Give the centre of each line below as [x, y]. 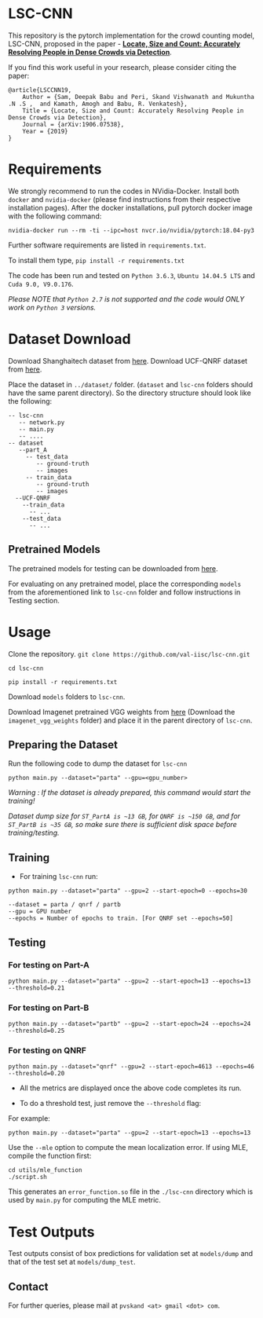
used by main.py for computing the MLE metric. [84, 1200]
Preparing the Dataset [63, 744]
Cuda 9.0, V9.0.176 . [41, 284]
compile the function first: [50, 1156]
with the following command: [55, 216]
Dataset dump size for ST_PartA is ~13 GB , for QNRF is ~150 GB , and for [124, 816]
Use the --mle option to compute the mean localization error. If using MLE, [128, 1148]
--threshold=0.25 [37, 1031]
